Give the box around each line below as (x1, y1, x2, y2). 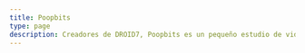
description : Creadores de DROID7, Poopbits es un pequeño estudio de (9, 30, 282, 39)
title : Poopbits (9, 13, 71, 22)
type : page (9, 22, 51, 31)
